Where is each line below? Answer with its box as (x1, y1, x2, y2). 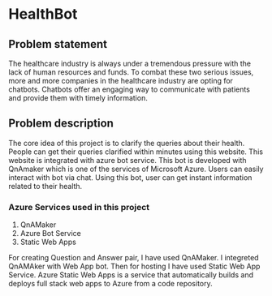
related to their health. (8, 181, 83, 191)
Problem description (8, 117, 114, 131)
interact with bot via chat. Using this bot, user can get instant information (8, 172, 253, 182)
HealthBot (8, 5, 78, 24)
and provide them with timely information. (8, 93, 148, 102)
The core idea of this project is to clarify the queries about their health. (8, 138, 245, 148)
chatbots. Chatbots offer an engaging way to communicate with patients (8, 84, 250, 94)
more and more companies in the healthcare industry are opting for (8, 76, 234, 85)
